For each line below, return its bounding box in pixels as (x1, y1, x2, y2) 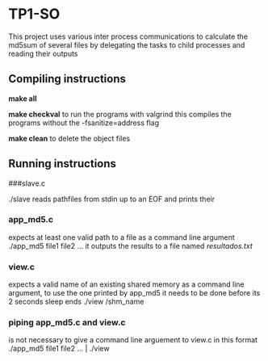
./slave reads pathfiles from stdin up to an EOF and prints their (8, 194, 216, 204)
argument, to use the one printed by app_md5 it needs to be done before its (8, 288, 261, 298)
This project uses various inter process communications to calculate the (8, 31, 249, 41)
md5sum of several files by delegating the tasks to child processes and (8, 40, 245, 49)
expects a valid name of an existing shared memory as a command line (8, 279, 245, 289)
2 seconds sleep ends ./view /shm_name (8, 296, 144, 307)
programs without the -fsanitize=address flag (8, 118, 160, 128)
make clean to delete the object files (8, 133, 131, 143)
